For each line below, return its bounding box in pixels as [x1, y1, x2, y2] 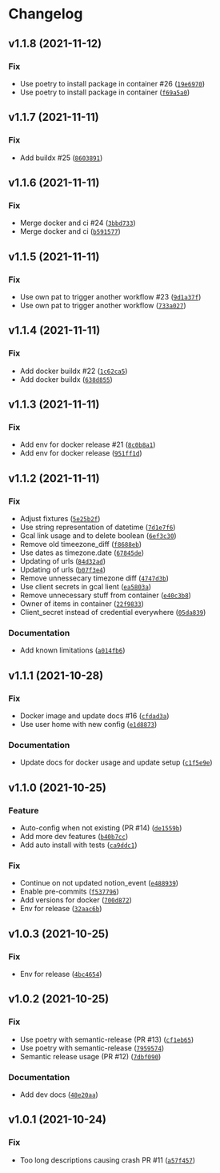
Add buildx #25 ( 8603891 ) [19, 153, 103, 163]
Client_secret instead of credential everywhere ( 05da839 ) [19, 608, 206, 617]
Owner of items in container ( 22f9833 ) [19, 599, 144, 609]
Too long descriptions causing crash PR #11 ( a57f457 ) [19, 1155, 196, 1165]
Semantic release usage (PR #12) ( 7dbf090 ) [19, 1051, 162, 1061]
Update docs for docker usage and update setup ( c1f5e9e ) [19, 757, 214, 767]
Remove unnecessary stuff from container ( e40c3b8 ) [19, 590, 192, 600]
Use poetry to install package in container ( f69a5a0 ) [19, 87, 190, 97]
